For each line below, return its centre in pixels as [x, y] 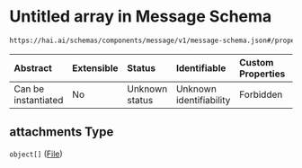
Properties [262, 74]
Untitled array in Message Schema [141, 17]
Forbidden [261, 94]
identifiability [203, 100]
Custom [257, 62]
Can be [29, 89]
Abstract [33, 67]
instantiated [39, 100]
